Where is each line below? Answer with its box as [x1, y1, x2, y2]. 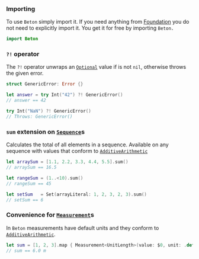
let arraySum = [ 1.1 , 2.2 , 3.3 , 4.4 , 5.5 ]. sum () [6, 159, 129, 165]
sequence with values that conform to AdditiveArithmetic [6, 148, 148, 155]
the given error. [6, 70, 44, 77]
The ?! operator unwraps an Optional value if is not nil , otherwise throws [6, 63, 187, 71]
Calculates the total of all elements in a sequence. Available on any [6, 141, 169, 148]
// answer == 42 [6, 97, 46, 104]
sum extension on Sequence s [6, 127, 85, 136]
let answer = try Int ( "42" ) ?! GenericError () [6, 92, 123, 98]
